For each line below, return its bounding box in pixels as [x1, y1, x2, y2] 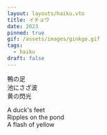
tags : [7, 42, 23, 49]
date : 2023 [7, 23, 39, 30]
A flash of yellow [7, 120, 55, 128]
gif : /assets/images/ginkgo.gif [7, 36, 100, 43]
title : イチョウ [7, 17, 50, 23]
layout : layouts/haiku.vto [7, 10, 85, 17]
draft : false [7, 55, 45, 62]
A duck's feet [7, 105, 46, 114]
